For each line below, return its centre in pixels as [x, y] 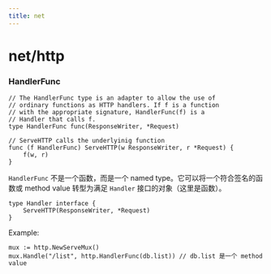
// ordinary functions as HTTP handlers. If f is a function [114, 105]
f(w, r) [36, 155]
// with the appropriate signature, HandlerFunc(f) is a [107, 113]
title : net [27, 16]
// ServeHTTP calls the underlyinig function [86, 141]
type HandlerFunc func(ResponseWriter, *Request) [94, 126]
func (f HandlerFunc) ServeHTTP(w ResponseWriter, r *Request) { [121, 148]
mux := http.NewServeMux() [54, 248]
